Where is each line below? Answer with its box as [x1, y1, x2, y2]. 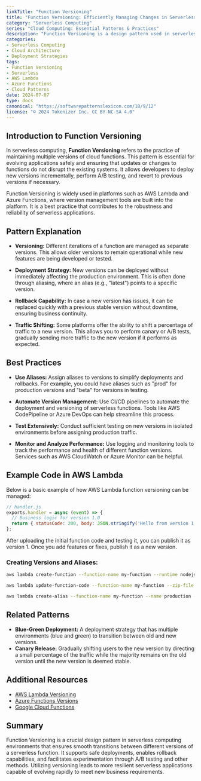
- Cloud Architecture [6, 48, 60, 54]
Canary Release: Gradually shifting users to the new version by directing [14, 645, 195, 652]
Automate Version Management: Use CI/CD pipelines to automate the [14, 398, 190, 405]
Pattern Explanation [6, 226, 82, 237]
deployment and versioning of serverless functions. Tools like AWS [14, 404, 181, 411]
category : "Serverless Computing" [6, 20, 93, 26]
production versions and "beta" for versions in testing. [14, 386, 149, 393]
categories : [6, 36, 36, 42]
